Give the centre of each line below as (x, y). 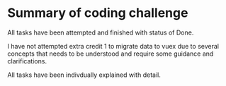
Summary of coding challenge (98, 13)
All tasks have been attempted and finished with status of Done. (101, 32)
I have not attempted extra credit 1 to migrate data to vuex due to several (113, 46)
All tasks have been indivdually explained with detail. (84, 75)
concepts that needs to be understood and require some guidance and (111, 54)
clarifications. (27, 61)
